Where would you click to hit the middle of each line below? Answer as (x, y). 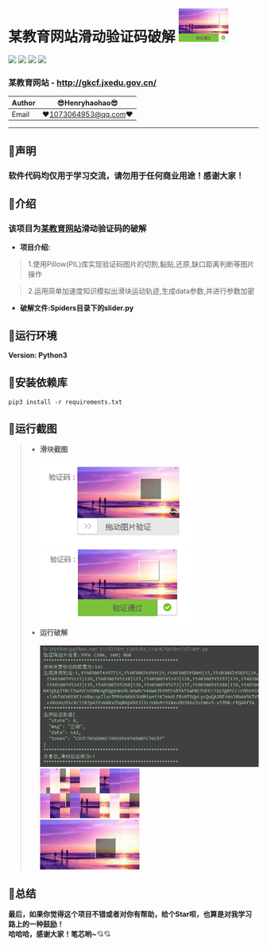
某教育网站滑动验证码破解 (92, 37)
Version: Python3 (38, 355)
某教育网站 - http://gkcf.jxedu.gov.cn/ (82, 82)
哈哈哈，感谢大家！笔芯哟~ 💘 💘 (60, 934)
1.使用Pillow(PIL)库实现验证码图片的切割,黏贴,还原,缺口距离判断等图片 (141, 264)
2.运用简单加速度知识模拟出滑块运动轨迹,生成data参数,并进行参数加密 (141, 291)
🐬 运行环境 (33, 336)
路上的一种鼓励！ (36, 924)
